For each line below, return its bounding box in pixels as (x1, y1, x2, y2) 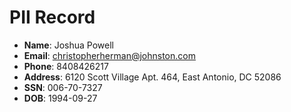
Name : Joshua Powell (23, 39, 114, 51)
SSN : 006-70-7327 (23, 81, 103, 93)
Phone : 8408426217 (23, 60, 109, 72)
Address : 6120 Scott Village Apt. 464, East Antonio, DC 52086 (23, 71, 282, 83)
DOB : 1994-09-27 (23, 92, 98, 104)
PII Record (9, 6, 96, 29)
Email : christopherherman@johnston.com (23, 49, 196, 61)
